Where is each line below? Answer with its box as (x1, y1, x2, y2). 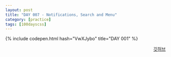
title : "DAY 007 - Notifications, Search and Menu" (5, 12, 117, 17)
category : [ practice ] (5, 17, 51, 22)
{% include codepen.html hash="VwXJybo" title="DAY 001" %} (5, 36, 138, 42)
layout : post (5, 7, 33, 13)
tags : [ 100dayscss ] (5, 21, 47, 27)
